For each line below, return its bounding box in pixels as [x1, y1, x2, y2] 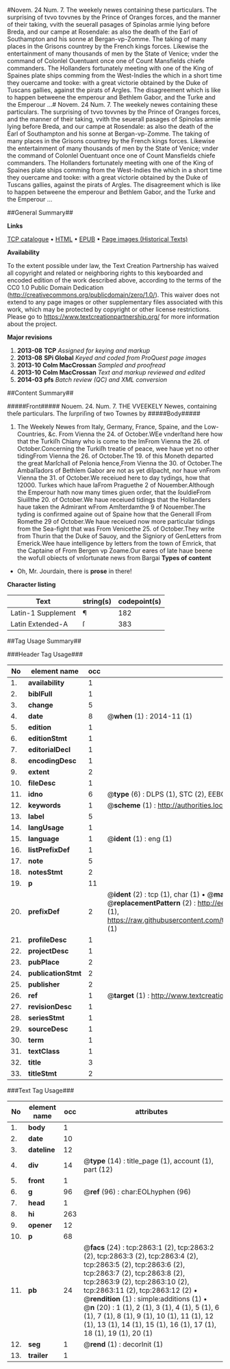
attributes [135, 1107, 168, 1116]
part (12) [83, 1165, 113, 1174]
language [28, 834, 60, 843]
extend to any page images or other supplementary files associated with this [7, 298, 223, 306]
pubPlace [28, 958, 60, 967]
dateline [28, 1145, 55, 1154]
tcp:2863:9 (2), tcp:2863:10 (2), [83, 1277, 190, 1286]
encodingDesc [28, 756, 77, 765]
